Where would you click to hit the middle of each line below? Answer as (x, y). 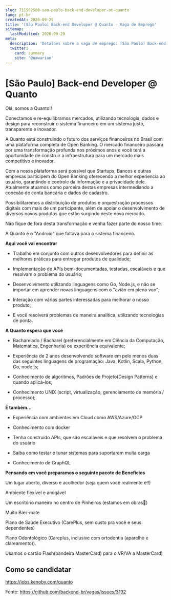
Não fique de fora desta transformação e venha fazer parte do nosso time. (84, 223)
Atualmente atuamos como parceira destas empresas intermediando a (79, 188)
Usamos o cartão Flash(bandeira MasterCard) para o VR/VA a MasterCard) (84, 553)
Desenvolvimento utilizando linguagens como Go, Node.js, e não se (84, 284)
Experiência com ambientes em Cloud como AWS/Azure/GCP (78, 418)
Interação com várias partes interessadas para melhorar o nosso (81, 300)
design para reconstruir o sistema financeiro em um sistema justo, (75, 124)
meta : (11, 39)
